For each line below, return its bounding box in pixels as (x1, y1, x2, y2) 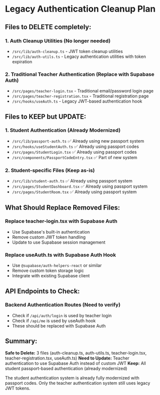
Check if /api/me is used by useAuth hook (12, 318, 96, 323)
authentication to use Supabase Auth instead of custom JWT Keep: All (5, 360, 146, 366)
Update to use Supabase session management (12, 239, 106, 245)
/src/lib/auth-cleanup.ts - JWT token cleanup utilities (12, 48, 123, 54)
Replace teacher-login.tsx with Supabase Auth (5, 218, 118, 225)
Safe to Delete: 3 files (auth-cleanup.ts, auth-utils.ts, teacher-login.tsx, (5, 350, 147, 356)
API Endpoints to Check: (5, 287, 80, 295)
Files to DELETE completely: (5, 23, 91, 31)
